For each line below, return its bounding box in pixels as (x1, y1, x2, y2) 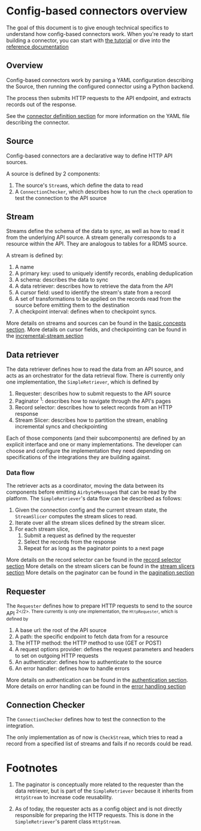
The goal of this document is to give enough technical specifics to (6, 24, 169, 31)
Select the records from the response (23, 538, 117, 546)
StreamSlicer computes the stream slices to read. (14, 513, 138, 520)
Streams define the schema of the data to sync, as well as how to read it (6, 228, 184, 235)
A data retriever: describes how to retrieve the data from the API (14, 283, 173, 290)
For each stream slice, (14, 525, 70, 533)
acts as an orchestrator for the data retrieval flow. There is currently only (6, 372, 185, 379)
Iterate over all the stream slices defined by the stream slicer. (14, 519, 166, 527)
